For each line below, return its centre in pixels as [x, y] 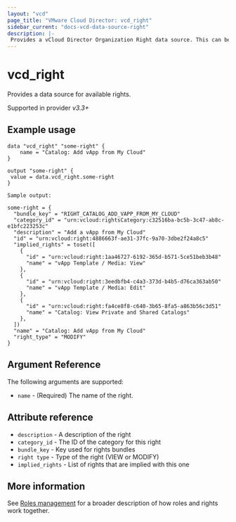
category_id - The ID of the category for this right [89, 442]
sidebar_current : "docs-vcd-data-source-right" [78, 27]
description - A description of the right [74, 434]
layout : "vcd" [28, 14]
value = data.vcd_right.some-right [62, 177]
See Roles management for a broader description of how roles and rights [113, 503]
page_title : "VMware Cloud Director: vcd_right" [80, 20]
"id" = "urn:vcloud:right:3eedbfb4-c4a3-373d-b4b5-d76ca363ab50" [123, 281]
